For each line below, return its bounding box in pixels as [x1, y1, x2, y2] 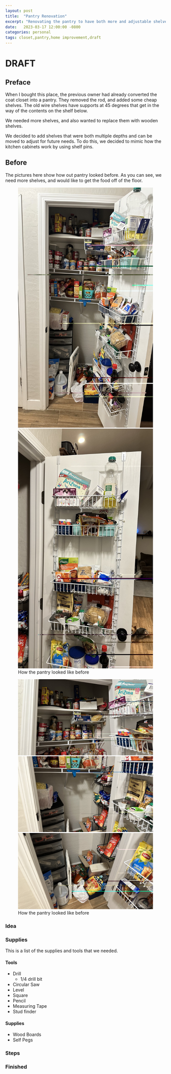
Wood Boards [12, 1032, 42, 1038]
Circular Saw [12, 981, 40, 988]
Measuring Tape [12, 1003, 47, 1009]
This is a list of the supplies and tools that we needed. [5, 948, 118, 954]
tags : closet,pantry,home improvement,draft [5, 35, 101, 40]
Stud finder [12, 1009, 37, 1015]
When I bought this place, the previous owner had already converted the [5, 92, 157, 97]
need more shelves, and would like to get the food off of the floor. [5, 177, 143, 183]
